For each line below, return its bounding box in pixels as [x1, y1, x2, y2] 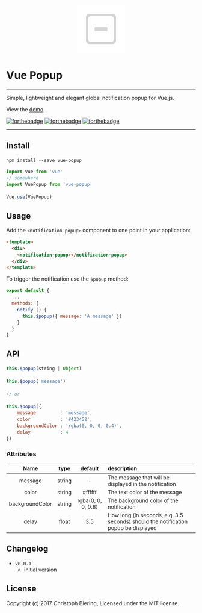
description [108, 465, 137, 472]
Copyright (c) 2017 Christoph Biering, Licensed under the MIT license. [6, 599, 179, 606]
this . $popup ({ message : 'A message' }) [22, 313, 122, 319]
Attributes [6, 450, 37, 458]
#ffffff [82, 488, 97, 496]
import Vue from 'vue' [6, 169, 63, 175]
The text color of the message [108, 488, 182, 496]
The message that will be [108, 474, 170, 481]
